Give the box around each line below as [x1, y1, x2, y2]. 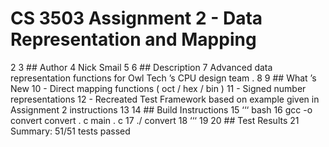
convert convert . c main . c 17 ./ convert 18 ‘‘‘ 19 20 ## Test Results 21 [10, 114, 300, 126]
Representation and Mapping [10, 28, 257, 51]
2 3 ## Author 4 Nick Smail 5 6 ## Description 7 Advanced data [10, 61, 273, 73]
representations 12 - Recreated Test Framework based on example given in [10, 93, 320, 105]
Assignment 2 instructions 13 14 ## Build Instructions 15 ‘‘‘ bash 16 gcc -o [10, 103, 313, 116]
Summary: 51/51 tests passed [10, 125, 131, 137]
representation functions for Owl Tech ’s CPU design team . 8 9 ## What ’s [10, 72, 317, 84]
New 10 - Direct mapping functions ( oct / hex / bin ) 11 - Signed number [10, 82, 307, 94]
